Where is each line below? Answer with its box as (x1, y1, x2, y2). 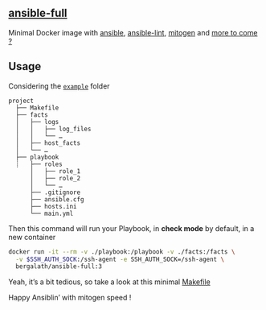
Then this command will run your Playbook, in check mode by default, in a (8, 223, 255, 233)
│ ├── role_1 (29, 167, 81, 176)
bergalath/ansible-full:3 (15, 262, 103, 271)
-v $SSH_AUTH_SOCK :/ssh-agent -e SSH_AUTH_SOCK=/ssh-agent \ (15, 255, 225, 263)
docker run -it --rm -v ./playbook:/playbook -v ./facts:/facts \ (8, 247, 235, 256)
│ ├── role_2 (29, 174, 81, 182)
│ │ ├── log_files (15, 125, 92, 133)
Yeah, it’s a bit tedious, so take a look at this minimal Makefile (8, 277, 211, 287)
